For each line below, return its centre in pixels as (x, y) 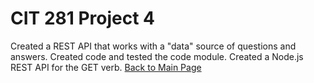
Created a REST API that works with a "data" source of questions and (153, 46)
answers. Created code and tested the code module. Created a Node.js (157, 56)
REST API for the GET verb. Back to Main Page (106, 67)
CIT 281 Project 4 (83, 18)
